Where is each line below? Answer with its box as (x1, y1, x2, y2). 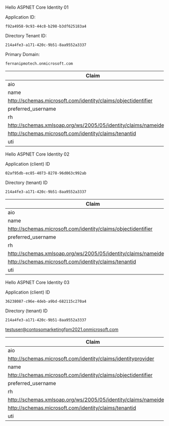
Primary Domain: (5, 52, 40, 57)
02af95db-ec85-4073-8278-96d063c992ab (5, 171, 87, 176)
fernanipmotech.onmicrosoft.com (5, 61, 73, 66)
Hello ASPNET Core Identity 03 (5, 279, 69, 285)
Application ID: (5, 14, 36, 20)
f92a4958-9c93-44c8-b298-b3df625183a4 (5, 24, 87, 29)
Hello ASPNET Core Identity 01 (5, 5, 69, 10)
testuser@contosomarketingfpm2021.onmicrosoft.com (5, 326, 119, 333)
